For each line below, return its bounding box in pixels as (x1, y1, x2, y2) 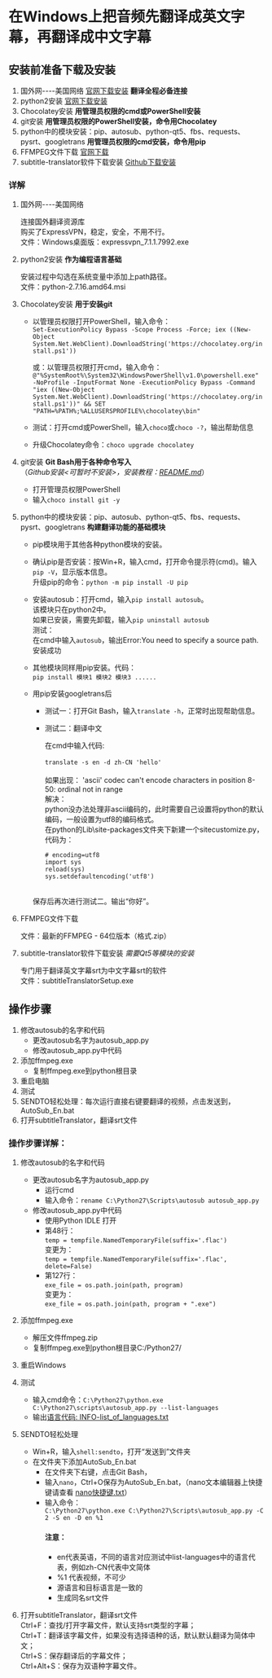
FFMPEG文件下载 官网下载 (20, 147, 109, 156)
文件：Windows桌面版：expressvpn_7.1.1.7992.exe (20, 237, 190, 247)
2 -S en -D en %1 (44, 1514, 103, 1522)
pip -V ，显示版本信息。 (32, 567, 112, 577)
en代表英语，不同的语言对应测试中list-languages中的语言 (56, 1552, 248, 1562)
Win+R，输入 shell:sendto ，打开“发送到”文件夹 (32, 1447, 191, 1456)
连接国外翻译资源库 (20, 217, 86, 226)
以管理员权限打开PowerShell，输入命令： (32, 317, 171, 327)
